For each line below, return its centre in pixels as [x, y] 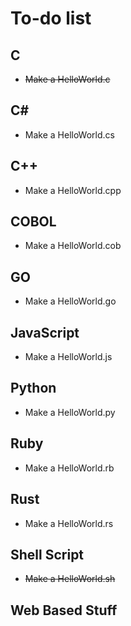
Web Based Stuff [64, 610]
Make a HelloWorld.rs [69, 523]
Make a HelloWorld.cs [69, 134]
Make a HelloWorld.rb [69, 468]
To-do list [51, 18]
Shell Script [47, 554]
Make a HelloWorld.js [68, 357]
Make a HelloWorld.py [70, 412]
